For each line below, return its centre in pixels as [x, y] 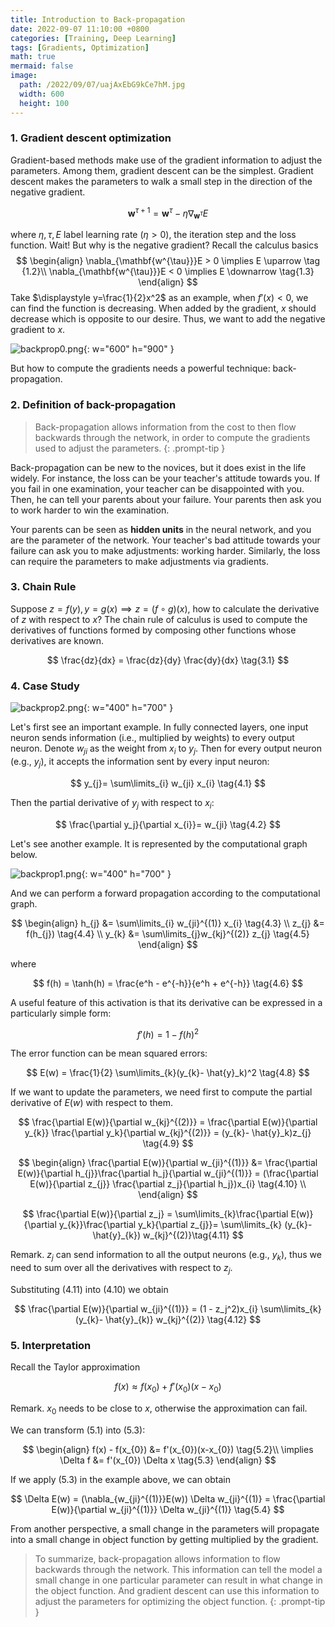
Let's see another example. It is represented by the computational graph [159, 843]
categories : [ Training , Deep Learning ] [93, 38]
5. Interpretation [51, 1345]
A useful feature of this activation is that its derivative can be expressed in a [166, 1002]
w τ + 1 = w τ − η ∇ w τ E [168, 213]
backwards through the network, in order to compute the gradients [172, 437]
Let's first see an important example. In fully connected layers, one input [159, 727]
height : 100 [44, 103]
